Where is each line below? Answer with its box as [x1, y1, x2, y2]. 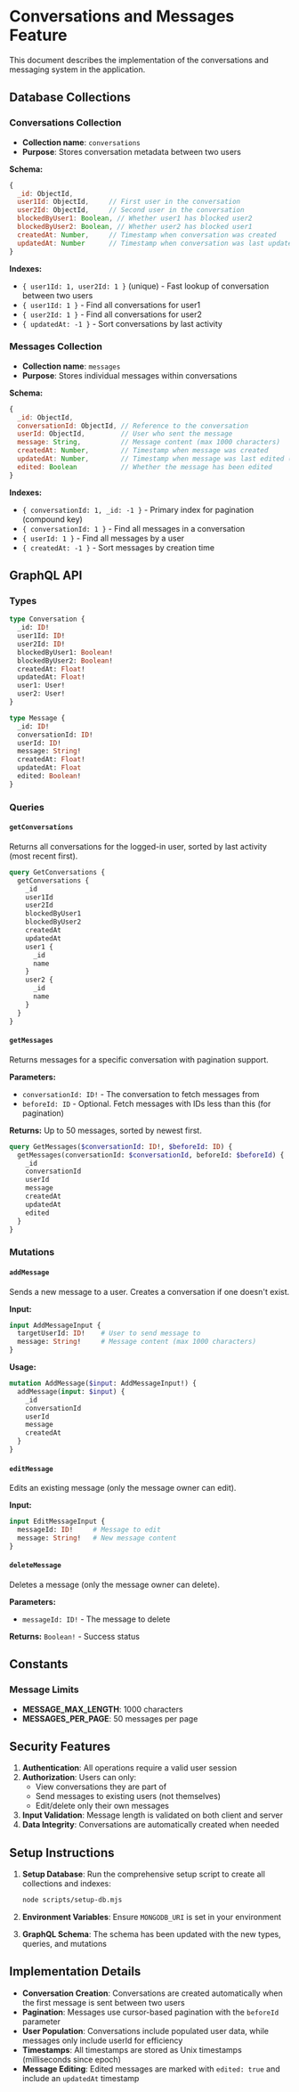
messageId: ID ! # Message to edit [17, 1526, 162, 1534]
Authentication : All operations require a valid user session [21, 1762, 238, 1773]
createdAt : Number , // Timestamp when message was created [17, 446, 269, 455]
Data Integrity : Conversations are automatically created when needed [21, 1819, 279, 1830]
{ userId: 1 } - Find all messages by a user [21, 533, 185, 543]
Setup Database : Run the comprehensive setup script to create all [21, 1868, 265, 1880]
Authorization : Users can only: [21, 1772, 137, 1783]
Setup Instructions [9, 1845, 115, 1860]
